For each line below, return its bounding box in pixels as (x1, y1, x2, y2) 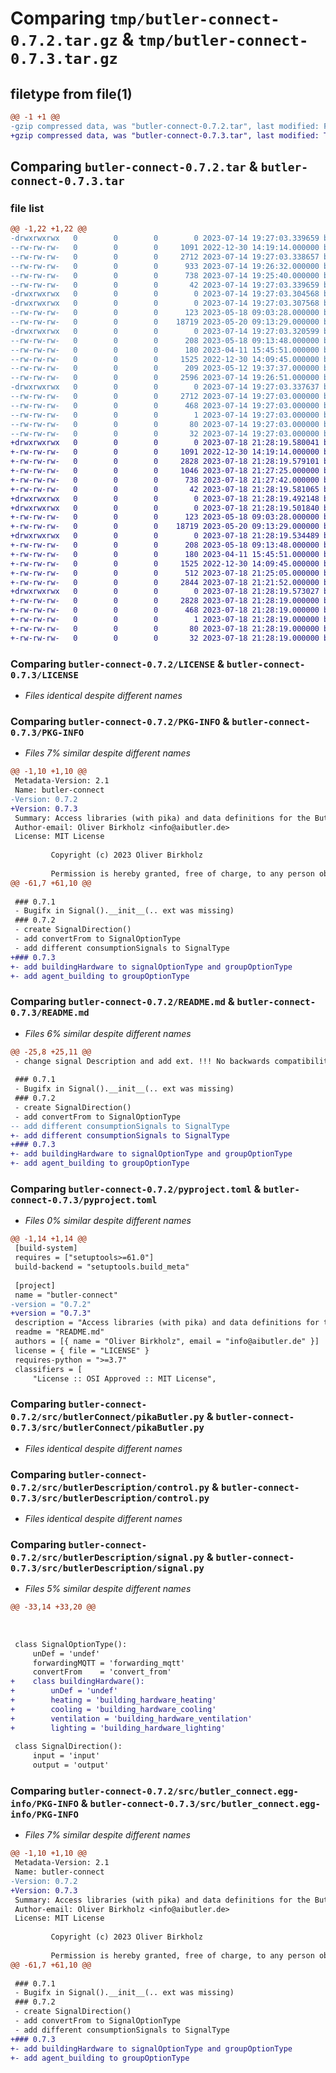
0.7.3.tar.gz (10, 50, 118, 69)
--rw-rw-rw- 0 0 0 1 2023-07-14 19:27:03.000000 (10, 410, 320, 420)
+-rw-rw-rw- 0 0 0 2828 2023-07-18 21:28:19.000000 (10, 596, 320, 606)
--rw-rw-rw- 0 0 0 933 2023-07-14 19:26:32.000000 (10, 261, 320, 271)
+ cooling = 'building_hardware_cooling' (10, 1704, 217, 1714)
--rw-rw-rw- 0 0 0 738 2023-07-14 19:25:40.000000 (10, 270, 320, 281)
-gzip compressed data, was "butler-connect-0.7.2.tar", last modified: (10, 121, 320, 131)
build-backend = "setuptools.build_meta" (14, 1262, 190, 1272)
